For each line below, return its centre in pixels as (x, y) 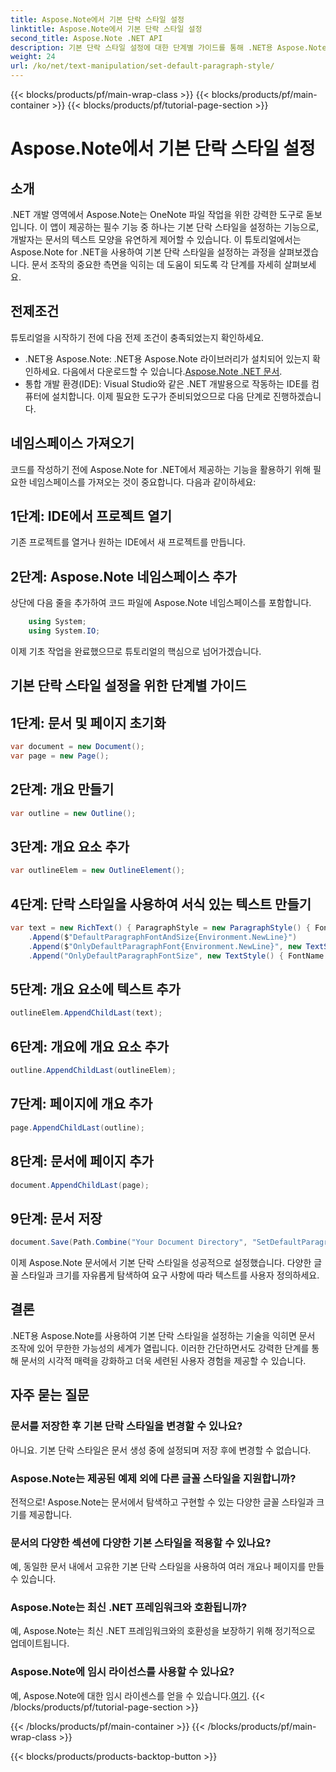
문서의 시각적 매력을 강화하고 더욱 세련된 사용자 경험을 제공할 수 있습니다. (163, 1360)
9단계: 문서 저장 (56, 1218)
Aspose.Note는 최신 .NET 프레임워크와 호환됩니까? (129, 1608)
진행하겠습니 (297, 396)
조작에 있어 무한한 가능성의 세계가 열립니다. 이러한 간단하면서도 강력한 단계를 (160, 1348)
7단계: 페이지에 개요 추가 (81, 1104)
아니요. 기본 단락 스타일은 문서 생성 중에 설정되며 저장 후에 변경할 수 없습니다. (161, 1450)
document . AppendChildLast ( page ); (80, 1185)
